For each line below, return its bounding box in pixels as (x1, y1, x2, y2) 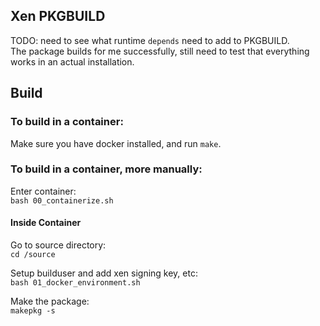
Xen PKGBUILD (10, 8, 106, 25)
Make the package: (10, 295, 90, 307)
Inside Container (10, 217, 82, 229)
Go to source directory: (10, 239, 107, 251)
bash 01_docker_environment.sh (10, 278, 141, 288)
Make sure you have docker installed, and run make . (10, 137, 222, 149)
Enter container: (10, 185, 77, 197)
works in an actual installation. (10, 55, 135, 68)
